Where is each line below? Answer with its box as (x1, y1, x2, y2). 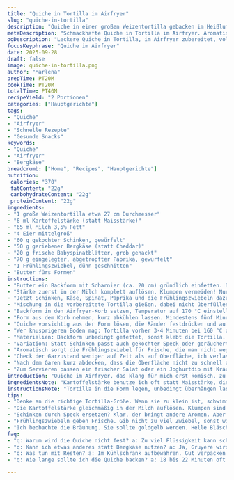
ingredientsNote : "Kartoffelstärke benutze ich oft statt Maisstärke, (7, 378, 217, 386)
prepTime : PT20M (7, 74, 54, 82)
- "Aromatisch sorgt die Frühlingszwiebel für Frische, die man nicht (7, 346, 217, 353)
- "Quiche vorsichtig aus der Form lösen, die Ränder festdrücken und (7, 321, 217, 328)
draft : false (7, 56, 45, 63)
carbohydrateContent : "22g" (10, 191, 92, 198)
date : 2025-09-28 (7, 49, 58, 56)
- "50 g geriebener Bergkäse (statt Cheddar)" (7, 243, 145, 250)
